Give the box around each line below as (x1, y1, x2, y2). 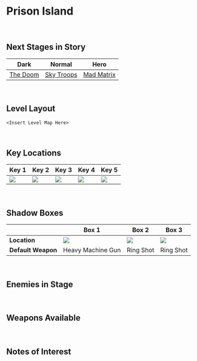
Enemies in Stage (6, 279, 73, 289)
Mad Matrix (83, 70, 116, 78)
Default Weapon (9, 246, 58, 255)
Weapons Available (6, 313, 81, 323)
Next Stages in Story (6, 42, 86, 52)
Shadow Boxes (6, 208, 64, 218)
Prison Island (6, 4, 74, 18)
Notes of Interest (6, 346, 72, 357)
